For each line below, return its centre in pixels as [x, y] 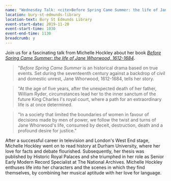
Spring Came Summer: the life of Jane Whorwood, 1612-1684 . [70, 58]
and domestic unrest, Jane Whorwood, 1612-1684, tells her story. [86, 79]
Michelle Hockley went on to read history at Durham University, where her [83, 146]
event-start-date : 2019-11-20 [37, 24]
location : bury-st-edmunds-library [43, 15]
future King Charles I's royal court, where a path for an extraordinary [90, 99]
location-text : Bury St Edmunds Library [49, 19]
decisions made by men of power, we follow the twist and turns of [87, 120]
